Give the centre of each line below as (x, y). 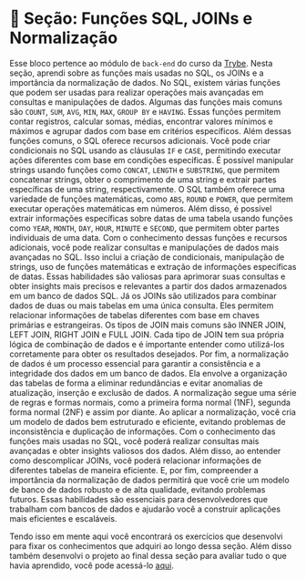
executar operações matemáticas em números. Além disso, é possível (141, 208)
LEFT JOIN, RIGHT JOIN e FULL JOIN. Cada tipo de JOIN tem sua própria (147, 334)
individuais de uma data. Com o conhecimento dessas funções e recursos (148, 237)
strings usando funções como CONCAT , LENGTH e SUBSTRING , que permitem (145, 170)
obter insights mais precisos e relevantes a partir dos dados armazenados (148, 285)
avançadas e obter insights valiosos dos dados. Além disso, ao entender (145, 451)
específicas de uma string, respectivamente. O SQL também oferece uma (147, 189)
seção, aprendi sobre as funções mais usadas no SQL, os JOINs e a (137, 73)
